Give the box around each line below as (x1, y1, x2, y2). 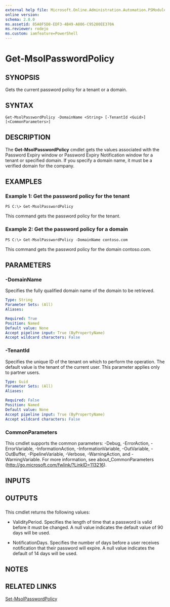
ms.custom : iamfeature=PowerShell (5, 31, 78, 36)
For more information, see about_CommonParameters (42, 456, 154, 462)
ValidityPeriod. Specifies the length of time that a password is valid (12, 519, 152, 525)
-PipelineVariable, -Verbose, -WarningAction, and (27, 451, 131, 457)
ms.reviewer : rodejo (5, 26, 49, 31)
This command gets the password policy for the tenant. (5, 213, 120, 219)
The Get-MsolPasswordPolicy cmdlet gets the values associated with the (5, 146, 159, 152)
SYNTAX (5, 101, 34, 110)
